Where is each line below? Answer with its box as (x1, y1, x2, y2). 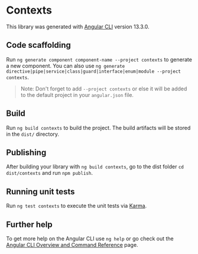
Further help (6, 219, 53, 229)
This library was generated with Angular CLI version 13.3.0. (6, 23, 150, 30)
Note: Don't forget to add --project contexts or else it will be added (20, 85, 187, 92)
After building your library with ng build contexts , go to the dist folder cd (6, 163, 184, 170)
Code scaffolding (6, 40, 71, 50)
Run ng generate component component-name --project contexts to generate (6, 56, 192, 63)
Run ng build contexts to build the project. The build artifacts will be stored (6, 124, 191, 131)
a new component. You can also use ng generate (6, 62, 125, 69)
